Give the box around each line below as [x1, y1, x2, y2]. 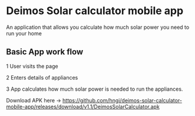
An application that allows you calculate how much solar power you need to [6, 24, 190, 31]
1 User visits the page [6, 62, 58, 69]
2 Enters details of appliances [6, 74, 78, 81]
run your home [6, 29, 42, 37]
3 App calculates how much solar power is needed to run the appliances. [6, 85, 183, 92]
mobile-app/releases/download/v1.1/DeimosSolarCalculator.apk [6, 103, 160, 110]
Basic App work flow [6, 47, 84, 57]
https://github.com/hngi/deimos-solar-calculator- [62, 97, 183, 104]
